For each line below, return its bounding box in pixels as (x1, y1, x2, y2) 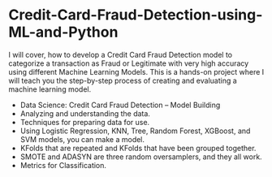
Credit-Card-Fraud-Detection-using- (8, 6, 263, 24)
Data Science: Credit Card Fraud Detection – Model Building (19, 100, 221, 110)
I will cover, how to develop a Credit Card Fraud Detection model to (8, 50, 233, 59)
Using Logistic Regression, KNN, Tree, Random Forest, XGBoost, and (19, 126, 251, 136)
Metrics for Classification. (19, 160, 107, 170)
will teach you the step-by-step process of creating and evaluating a (8, 76, 237, 85)
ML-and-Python (8, 23, 119, 41)
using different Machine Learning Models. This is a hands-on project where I (8, 67, 265, 76)
